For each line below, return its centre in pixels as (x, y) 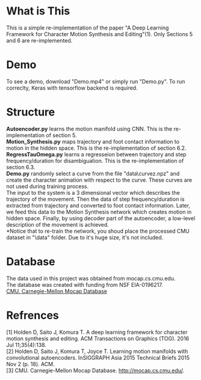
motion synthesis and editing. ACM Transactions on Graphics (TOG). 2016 (98, 339)
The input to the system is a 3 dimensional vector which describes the (93, 192)
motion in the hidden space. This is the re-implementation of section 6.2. (96, 148)
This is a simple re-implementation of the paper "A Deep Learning (88, 28)
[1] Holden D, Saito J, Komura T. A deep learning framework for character (97, 332)
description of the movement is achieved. (58, 224)
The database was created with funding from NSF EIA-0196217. (85, 284)
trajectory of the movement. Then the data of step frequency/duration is (95, 199)
